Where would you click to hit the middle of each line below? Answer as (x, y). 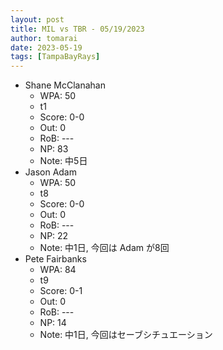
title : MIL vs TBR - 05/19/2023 (77, 29)
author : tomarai (44, 38)
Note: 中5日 (63, 161)
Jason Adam (50, 172)
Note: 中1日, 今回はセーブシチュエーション (126, 335)
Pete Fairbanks (55, 259)
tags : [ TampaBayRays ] (55, 57)
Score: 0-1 (61, 291)
